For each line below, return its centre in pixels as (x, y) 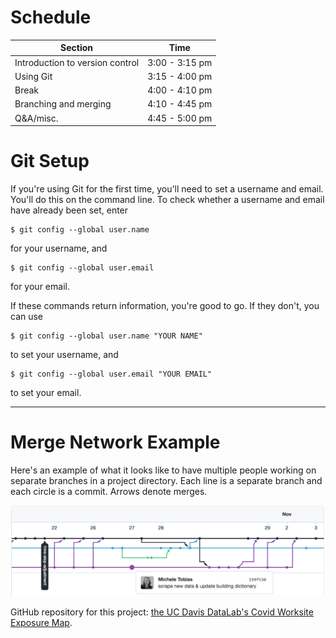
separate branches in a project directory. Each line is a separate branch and (166, 481)
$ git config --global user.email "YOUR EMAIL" (111, 374)
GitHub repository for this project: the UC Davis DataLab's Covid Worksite (162, 612)
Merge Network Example (115, 442)
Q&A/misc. (36, 118)
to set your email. (46, 393)
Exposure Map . (41, 623)
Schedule (51, 17)
